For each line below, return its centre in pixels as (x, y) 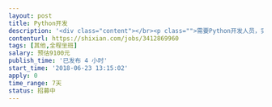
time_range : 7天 (35, 83)
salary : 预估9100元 (39, 53)
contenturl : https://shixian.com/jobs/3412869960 (94, 38)
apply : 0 (23, 76)
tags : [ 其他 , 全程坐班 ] (43, 46)
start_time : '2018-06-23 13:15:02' (68, 68)
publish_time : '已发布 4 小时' (58, 61)
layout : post (30, 16)
